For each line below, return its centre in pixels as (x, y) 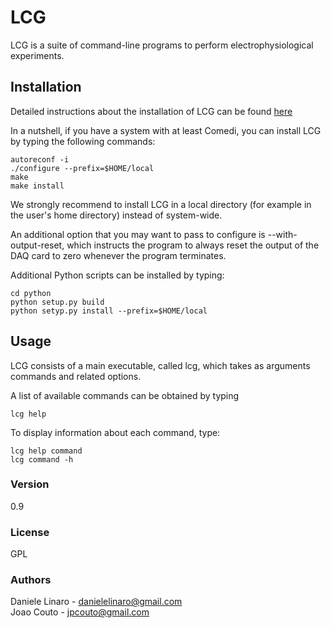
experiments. (37, 55)
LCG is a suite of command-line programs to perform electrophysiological (162, 45)
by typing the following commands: (83, 141)
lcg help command (46, 451)
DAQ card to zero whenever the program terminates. (118, 255)
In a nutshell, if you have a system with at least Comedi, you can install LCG (166, 130)
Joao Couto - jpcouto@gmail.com (80, 612)
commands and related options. (76, 376)
